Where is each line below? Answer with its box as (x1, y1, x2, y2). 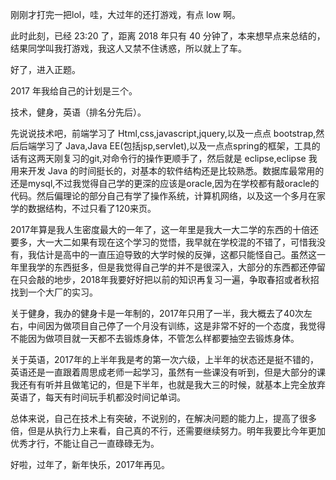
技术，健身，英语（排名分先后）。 (10, 106, 147, 118)
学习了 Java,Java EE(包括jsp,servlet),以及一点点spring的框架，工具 (36, 140, 312, 152)
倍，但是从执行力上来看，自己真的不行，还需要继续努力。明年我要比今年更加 (10, 425, 326, 437)
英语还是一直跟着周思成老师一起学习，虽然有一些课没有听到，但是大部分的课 (10, 366, 326, 378)
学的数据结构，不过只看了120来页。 (10, 203, 157, 214)
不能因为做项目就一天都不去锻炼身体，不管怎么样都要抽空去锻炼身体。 (10, 333, 300, 344)
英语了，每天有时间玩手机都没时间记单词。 (10, 391, 186, 403)
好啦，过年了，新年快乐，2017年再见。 (10, 459, 170, 470)
